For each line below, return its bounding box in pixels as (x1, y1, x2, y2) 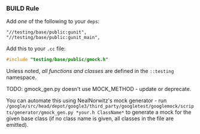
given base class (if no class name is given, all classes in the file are (6, 115, 174, 122)
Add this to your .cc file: (6, 45, 66, 52)
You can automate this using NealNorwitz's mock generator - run (6, 97, 167, 104)
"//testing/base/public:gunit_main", (6, 35, 101, 41)
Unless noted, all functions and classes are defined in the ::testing (6, 68, 174, 75)
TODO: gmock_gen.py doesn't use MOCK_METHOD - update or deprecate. (6, 86, 192, 93)
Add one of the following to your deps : (6, 18, 100, 25)
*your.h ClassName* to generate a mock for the (75, 109, 192, 116)
